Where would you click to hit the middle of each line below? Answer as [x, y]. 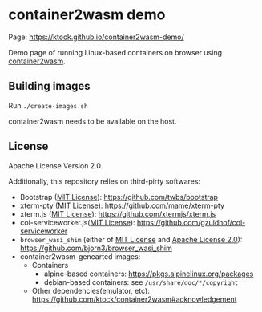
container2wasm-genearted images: [80, 256]
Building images [49, 86]
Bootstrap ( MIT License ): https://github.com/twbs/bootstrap [119, 197]
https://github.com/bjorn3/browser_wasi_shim [96, 248]
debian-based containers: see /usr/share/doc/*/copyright [141, 282]
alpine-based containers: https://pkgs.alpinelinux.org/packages [149, 274]
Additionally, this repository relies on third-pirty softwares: [105, 181]
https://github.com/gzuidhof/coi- [191, 222]
